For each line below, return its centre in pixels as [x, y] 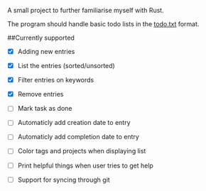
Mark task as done [45, 109]
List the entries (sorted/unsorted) [66, 66]
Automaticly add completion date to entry [78, 137]
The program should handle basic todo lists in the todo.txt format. [103, 24]
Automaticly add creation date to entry [74, 123]
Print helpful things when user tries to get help [86, 165]
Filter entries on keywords [56, 80]
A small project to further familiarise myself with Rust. [86, 10]
